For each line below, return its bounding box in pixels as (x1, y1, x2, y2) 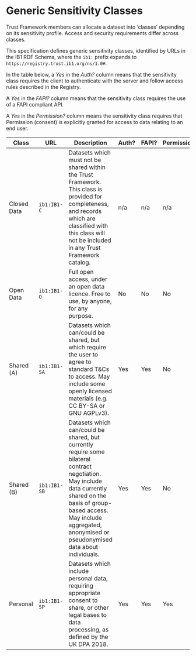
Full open (68, 267, 94, 276)
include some (68, 379, 106, 387)
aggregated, (68, 521, 102, 529)
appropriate (68, 589, 101, 597)
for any (68, 304, 88, 312)
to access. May (68, 372, 110, 380)
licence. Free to (68, 290, 111, 298)
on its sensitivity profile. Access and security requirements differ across (6, 29, 179, 36)
